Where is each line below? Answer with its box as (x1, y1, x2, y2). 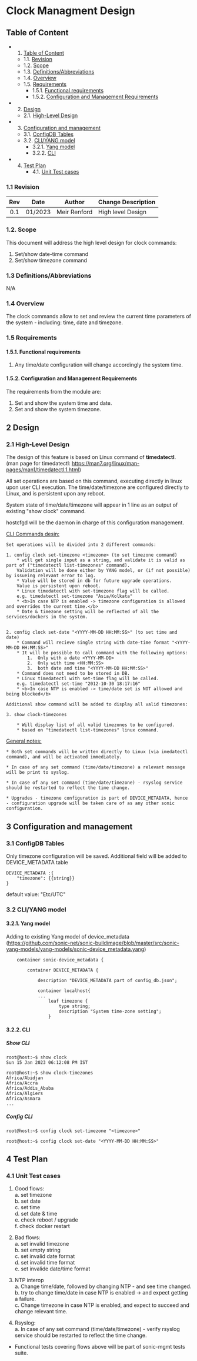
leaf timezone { (48, 999, 88, 1004)
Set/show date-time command (14, 250, 89, 257)
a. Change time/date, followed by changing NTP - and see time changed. (14, 1283, 192, 1290)
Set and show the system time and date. (14, 399, 112, 407)
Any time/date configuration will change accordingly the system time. (14, 361, 183, 368)
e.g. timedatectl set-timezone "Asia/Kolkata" (16, 593, 133, 600)
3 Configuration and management (6, 821, 133, 831)
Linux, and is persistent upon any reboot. (6, 490, 105, 497)
